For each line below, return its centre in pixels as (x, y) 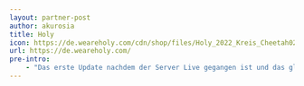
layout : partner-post (50, 17)
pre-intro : (30, 59)
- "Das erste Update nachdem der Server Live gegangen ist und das (155, 68)
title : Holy (32, 34)
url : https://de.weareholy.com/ (70, 51)
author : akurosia (42, 26)
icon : (19, 43)
